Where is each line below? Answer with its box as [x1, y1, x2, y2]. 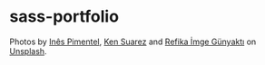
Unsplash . [9, 45, 47, 56]
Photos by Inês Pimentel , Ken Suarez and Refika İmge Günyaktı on [9, 36, 257, 47]
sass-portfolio [9, 6, 120, 27]
